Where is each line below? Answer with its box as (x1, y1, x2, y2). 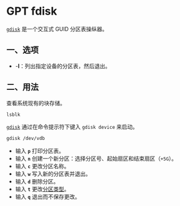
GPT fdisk (6, 4, 58, 18)
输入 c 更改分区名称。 (15, 163, 70, 170)
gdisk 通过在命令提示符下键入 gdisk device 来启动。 (6, 123, 138, 131)
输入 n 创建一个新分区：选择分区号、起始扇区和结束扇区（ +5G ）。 (15, 155, 178, 163)
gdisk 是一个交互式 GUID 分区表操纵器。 (6, 25, 108, 32)
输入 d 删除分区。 (15, 178, 59, 185)
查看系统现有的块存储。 (6, 99, 66, 106)
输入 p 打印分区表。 (15, 147, 64, 155)
